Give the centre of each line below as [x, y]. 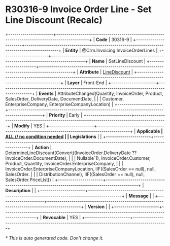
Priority [57, 115]
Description [18, 190]
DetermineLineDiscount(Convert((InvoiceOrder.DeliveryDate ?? [71, 153]
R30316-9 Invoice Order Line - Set [79, 9]
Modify [22, 126]
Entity [72, 50]
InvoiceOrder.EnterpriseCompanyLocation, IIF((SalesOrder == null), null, [81, 169]
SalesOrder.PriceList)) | [30, 180]
